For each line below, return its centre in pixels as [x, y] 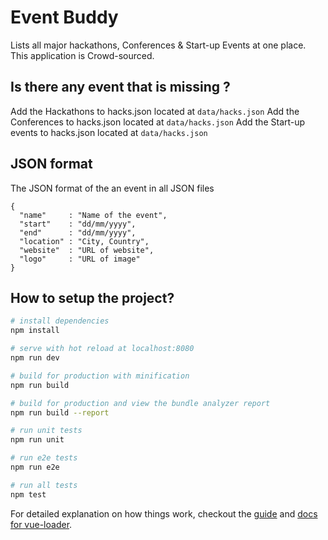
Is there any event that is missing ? [120, 87]
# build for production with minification [100, 376]
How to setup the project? [92, 297]
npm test [28, 494]
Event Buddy [64, 17]
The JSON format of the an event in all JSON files [112, 188]
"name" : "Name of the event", [93, 215]
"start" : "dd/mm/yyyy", [78, 224]
